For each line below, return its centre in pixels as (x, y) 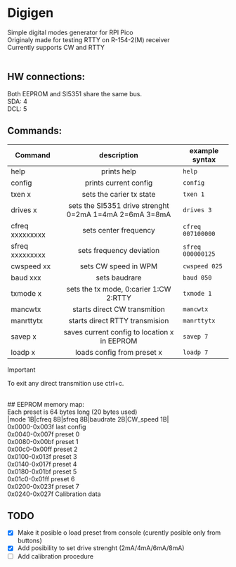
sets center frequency (119, 230)
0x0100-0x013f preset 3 (42, 456)
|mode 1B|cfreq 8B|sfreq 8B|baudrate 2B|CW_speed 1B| (88, 419)
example (204, 150)
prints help (119, 171)
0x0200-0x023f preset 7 (43, 486)
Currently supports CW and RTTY (56, 47)
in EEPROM (119, 341)
